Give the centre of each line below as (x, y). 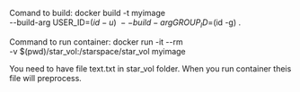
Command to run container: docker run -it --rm (97, 42)
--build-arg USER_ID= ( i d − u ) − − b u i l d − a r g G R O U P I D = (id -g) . (125, 23)
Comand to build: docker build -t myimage (88, 13)
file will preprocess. (46, 78)
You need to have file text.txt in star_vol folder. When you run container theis (150, 68)
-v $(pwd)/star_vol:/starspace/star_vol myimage (97, 51)
